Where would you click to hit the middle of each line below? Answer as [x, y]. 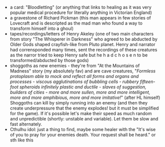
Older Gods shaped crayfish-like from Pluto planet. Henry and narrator [82, 44]
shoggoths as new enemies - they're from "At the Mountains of [75, 65]
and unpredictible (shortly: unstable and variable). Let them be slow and [84, 119]
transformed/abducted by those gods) [49, 60]
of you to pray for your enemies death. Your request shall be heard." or [83, 135]
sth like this [21, 140]
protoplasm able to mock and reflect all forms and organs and [74, 76]
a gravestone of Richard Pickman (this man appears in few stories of [80, 18]
